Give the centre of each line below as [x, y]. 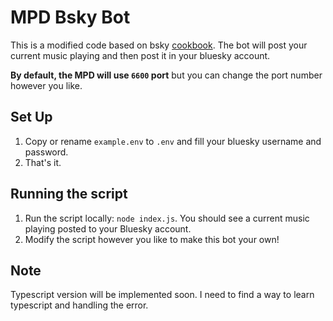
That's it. [43, 162]
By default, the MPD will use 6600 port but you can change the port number [166, 75]
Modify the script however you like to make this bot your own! [152, 239]
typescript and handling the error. [79, 305]
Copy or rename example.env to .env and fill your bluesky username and [173, 141]
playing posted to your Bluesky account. [108, 228]
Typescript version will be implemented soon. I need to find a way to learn [162, 295]
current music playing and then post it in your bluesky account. [140, 55]
